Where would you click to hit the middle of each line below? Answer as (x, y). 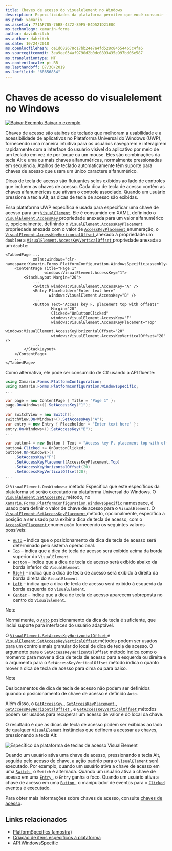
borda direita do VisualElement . (46, 578)
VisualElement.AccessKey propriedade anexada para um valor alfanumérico (84, 218)
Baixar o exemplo (62, 123)
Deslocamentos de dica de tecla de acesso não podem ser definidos (78, 688)
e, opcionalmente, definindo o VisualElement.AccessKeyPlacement (74, 224)
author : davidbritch (27, 34)
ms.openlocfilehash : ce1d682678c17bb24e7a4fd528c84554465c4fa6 (74, 48)
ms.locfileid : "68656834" (33, 72)
